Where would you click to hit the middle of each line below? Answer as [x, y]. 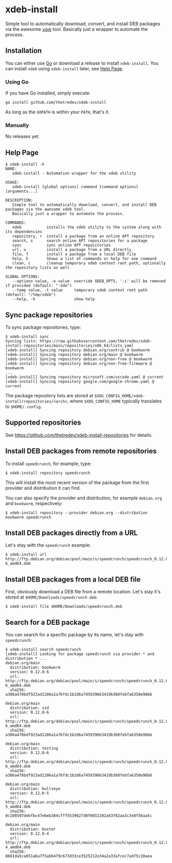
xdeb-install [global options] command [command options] [75, 187]
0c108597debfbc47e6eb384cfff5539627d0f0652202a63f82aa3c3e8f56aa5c [79, 816]
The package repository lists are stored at [49, 395]
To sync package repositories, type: [43, 327]
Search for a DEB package [48, 622]
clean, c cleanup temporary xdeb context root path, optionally [89, 263]
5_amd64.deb [18, 807]
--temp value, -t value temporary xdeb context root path [80, 290]
